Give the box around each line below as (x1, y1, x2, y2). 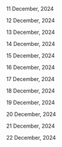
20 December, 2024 (6, 111, 56, 117)
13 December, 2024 (6, 28, 55, 36)
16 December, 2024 (6, 64, 55, 71)
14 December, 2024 (6, 41, 55, 47)
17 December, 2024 (6, 76, 55, 82)
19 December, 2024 (6, 99, 55, 106)
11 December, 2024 (6, 5, 54, 12)
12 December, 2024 (6, 17, 55, 24)
